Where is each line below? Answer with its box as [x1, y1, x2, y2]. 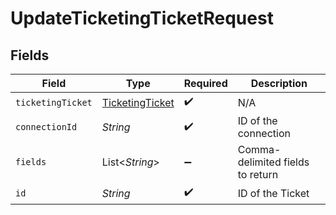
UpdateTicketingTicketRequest [10, 7, 274, 30]
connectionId [15, 122, 78, 132]
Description [250, 77, 308, 90]
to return [237, 168, 279, 181]
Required [183, 77, 228, 90]
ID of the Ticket [237, 186, 310, 200]
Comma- [237, 143, 282, 156]
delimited [237, 155, 282, 169]
